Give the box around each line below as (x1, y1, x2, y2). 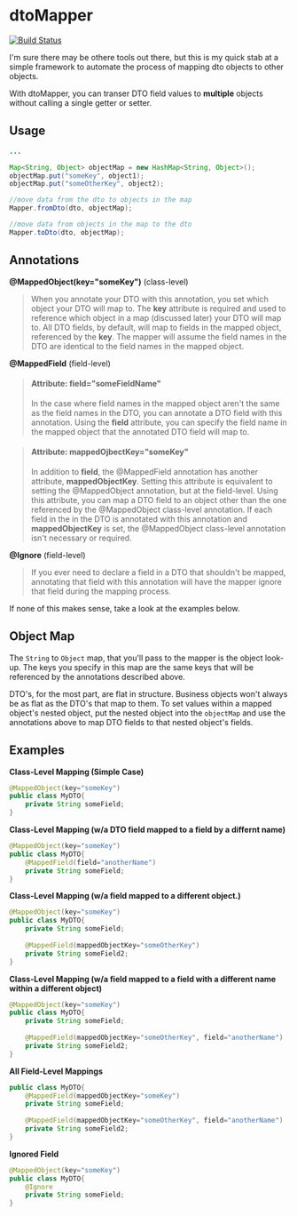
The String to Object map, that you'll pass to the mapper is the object (9, 652, 263, 663)
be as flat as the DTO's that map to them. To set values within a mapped (9, 698, 272, 708)
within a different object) (9, 983, 103, 994)
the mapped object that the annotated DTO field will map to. (30, 426, 250, 436)
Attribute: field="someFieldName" (30, 379, 161, 389)
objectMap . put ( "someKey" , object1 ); (9, 171, 145, 180)
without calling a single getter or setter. (9, 97, 152, 108)
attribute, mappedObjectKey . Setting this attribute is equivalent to (30, 476, 273, 486)
